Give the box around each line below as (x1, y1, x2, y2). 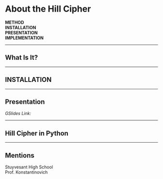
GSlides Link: (5, 111, 32, 116)
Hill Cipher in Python (5, 129, 69, 137)
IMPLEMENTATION (5, 35, 44, 41)
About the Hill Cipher (5, 3, 91, 15)
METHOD (5, 19, 24, 25)
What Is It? (5, 53, 38, 62)
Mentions (5, 151, 35, 160)
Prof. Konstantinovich (5, 169, 48, 175)
